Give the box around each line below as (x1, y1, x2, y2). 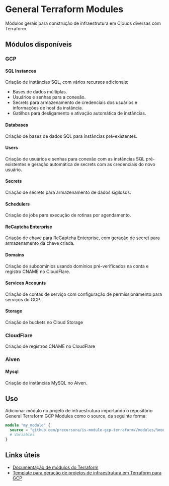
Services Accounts (5, 280, 46, 286)
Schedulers (5, 201, 30, 207)
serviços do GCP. (5, 296, 42, 302)
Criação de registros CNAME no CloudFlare (5, 343, 96, 349)
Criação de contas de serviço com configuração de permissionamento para (5, 291, 162, 297)
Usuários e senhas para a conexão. (12, 94, 86, 100)
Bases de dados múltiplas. (12, 89, 67, 95)
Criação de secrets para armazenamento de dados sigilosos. (5, 189, 131, 195)
